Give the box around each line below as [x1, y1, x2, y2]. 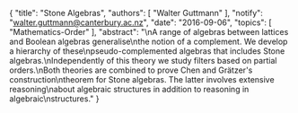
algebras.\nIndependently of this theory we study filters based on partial [9, 56, 277, 65]
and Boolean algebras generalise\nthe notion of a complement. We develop [9, 36, 288, 47]
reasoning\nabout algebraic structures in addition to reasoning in [9, 84, 250, 94]
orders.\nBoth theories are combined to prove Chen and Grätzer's [9, 65, 253, 75]
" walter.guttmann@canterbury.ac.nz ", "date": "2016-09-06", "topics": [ [9, 17, 272, 28]
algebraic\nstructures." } [9, 93, 100, 104]
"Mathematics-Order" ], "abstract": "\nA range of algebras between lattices [9, 27, 289, 37]
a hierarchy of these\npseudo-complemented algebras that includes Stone [9, 46, 285, 56]
